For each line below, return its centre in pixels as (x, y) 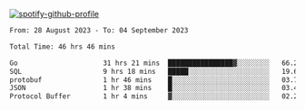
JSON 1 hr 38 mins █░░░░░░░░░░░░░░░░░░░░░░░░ (140, 88)
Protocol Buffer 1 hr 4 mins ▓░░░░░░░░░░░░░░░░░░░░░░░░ (140, 96)
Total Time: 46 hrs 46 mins (63, 46)
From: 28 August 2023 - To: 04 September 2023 (99, 31)
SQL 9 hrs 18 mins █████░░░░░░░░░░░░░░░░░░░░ (140, 71)
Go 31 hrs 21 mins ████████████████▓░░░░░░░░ (140, 63)
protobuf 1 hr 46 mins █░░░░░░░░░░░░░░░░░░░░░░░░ (140, 80)
